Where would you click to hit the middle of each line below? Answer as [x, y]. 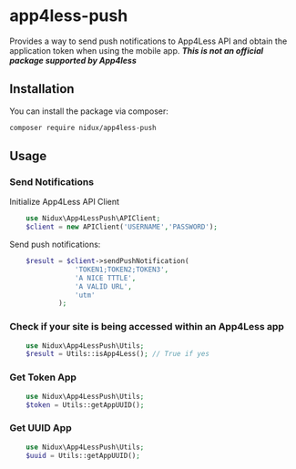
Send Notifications [51, 181]
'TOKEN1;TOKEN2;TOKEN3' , [122, 270]
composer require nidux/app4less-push [83, 127]
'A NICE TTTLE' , [105, 278]
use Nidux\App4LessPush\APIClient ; [93, 219]
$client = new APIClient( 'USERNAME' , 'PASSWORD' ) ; [122, 227]
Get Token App [43, 377]
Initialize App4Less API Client [65, 202]
